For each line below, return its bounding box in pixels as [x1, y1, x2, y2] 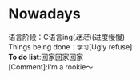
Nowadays [8, 5, 82, 23]
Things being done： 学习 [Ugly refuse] [8, 41, 133, 52]
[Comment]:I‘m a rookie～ [8, 61, 94, 72]
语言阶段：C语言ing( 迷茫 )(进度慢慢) [8, 32, 126, 41]
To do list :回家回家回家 [8, 52, 84, 61]
